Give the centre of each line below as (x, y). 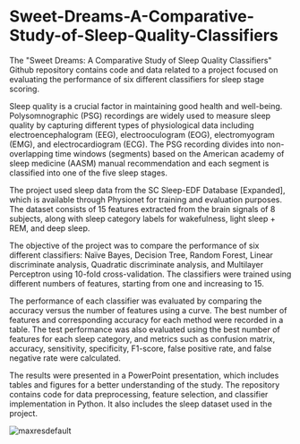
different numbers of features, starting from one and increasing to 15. (137, 283)
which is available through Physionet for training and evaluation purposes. (146, 200)
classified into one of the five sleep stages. (89, 173)
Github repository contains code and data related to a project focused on (144, 70)
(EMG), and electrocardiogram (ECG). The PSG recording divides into (137, 144)
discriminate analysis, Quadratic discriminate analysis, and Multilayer (137, 264)
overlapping (31, 153)
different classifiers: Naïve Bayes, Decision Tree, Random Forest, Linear (141, 255)
